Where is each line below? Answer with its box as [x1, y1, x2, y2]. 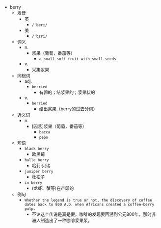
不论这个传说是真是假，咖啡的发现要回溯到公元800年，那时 [31, 211, 152, 217]
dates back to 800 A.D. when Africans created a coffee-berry [24, 202, 155, 207]
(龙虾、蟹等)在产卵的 [31, 185, 74, 191]
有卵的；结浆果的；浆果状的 [39, 89, 95, 95]
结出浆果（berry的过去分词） [39, 106, 98, 112]
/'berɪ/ [31, 23, 48, 27]
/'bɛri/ [31, 34, 48, 39]
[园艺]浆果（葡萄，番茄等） [31, 124, 87, 129]
